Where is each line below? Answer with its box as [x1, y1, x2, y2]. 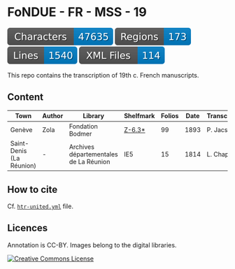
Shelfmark [123, 112, 155, 120]
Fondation [69, 122, 98, 130]
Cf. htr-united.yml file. [7, 202, 73, 210]
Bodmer [69, 129, 92, 138]
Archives [69, 143, 94, 151]
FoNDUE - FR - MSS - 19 [7, 4, 147, 20]
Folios [160, 112, 179, 120]
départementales [69, 150, 118, 159]
